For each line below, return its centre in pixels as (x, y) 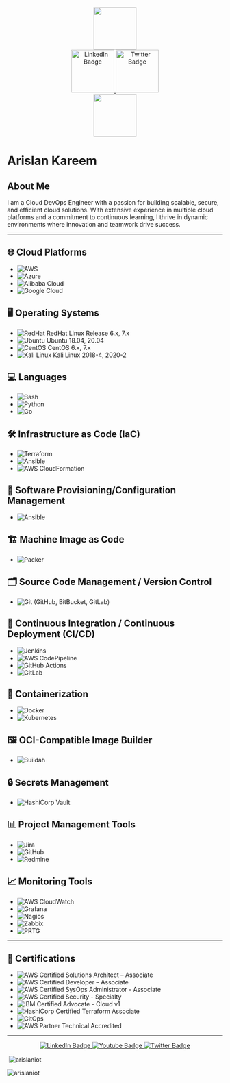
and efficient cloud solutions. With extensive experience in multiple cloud (110, 210)
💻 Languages (37, 377)
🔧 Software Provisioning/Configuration (92, 490)
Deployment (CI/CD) (51, 634)
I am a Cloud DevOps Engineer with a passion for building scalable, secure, (113, 202)
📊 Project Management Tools (71, 825)
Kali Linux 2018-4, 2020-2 (90, 355)
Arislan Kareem (52, 161)
